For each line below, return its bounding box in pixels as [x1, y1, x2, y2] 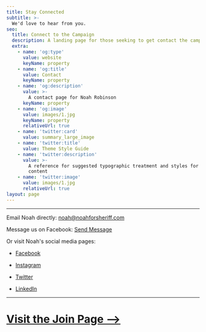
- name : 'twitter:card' [17, 129, 78, 135]
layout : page [6, 191, 40, 197]
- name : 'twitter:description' [17, 151, 97, 157]
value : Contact [22, 72, 62, 78]
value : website [22, 55, 62, 61]
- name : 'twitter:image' [17, 174, 81, 181]
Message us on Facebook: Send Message [6, 225, 112, 233]
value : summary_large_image [22, 134, 95, 141]
